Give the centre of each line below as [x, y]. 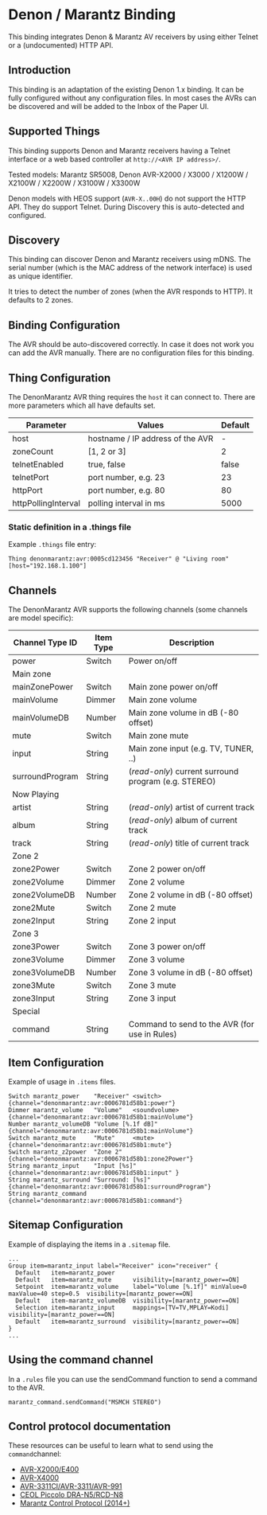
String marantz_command [48, 1193]
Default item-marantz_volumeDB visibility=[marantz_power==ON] [128, 1300]
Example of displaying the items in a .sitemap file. [89, 1244]
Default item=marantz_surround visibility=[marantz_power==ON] [128, 1322]
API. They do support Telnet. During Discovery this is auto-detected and [126, 207]
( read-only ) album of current [183, 820]
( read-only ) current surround [184, 771]
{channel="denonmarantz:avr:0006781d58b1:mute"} [90, 1145]
